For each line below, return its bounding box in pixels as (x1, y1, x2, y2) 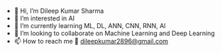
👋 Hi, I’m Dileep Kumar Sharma (13, 7, 104, 15)
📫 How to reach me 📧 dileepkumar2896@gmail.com (13, 37, 169, 45)
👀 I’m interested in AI (13, 14, 75, 22)
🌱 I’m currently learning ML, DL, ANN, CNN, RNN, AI (13, 22, 166, 30)
